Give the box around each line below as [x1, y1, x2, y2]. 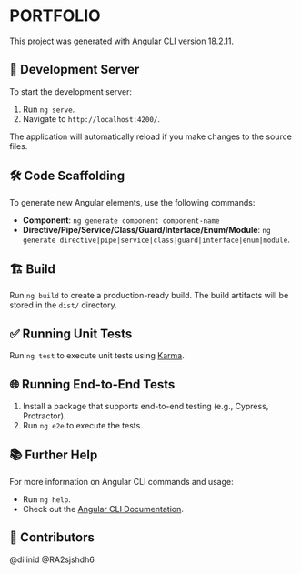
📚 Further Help [9, 448, 98, 463]
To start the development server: [9, 86, 133, 96]
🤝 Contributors [9, 529, 95, 546]
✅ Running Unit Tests [9, 326, 133, 341]
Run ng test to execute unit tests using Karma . [9, 350, 185, 361]
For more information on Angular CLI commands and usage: [9, 476, 234, 487]
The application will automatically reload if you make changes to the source [9, 131, 293, 142]
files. [9, 140, 28, 151]
